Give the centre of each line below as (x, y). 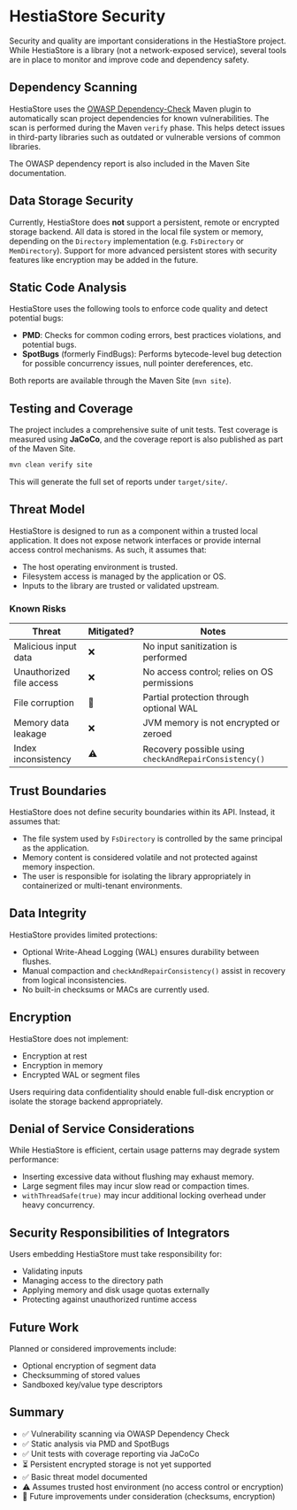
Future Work (44, 1327)
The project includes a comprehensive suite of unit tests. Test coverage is (144, 430)
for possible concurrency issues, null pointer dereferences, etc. (137, 364)
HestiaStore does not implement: (69, 1038)
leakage (30, 734)
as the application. (56, 848)
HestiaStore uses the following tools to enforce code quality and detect (138, 309)
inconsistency (42, 759)
